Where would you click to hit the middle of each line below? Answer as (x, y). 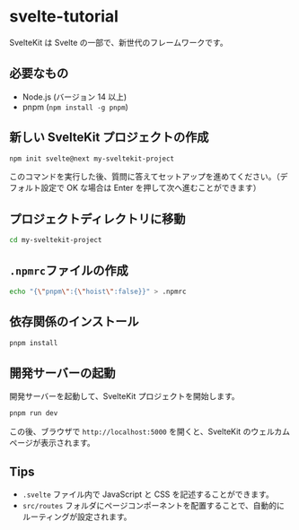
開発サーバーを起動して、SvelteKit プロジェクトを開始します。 (124, 396)
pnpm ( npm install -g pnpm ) (75, 107)
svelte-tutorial (64, 17)
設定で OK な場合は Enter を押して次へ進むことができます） (151, 188)
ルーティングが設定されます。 (77, 517)
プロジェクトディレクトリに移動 (97, 218)
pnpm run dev (34, 413)
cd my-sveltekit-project (56, 240)
